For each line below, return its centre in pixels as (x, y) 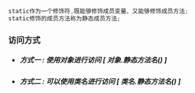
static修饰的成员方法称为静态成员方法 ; (64, 18)
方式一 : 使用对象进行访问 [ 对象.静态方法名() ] (93, 60)
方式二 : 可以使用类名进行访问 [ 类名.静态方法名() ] (100, 81)
